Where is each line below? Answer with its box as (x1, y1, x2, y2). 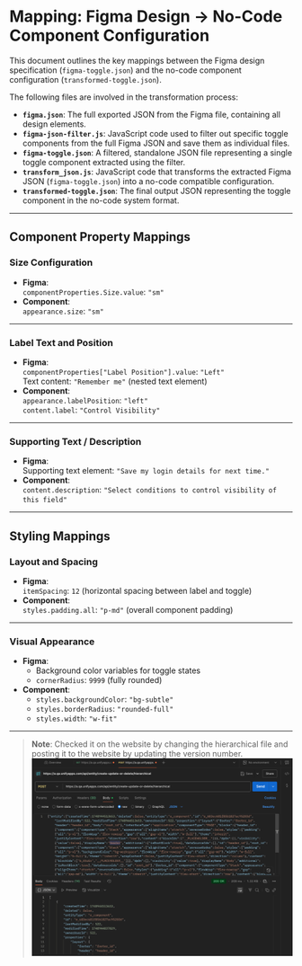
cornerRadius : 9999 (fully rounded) (35, 675, 163, 686)
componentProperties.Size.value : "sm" (22, 286, 164, 297)
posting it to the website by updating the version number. (31, 749, 244, 759)
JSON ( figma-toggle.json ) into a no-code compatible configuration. (22, 175, 275, 186)
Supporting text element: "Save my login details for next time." (22, 465, 270, 476)
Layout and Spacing (9, 555, 99, 568)
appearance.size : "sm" (22, 306, 104, 316)
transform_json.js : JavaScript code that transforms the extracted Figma (22, 166, 292, 177)
